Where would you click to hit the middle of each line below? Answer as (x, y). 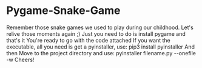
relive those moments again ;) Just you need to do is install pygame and (96, 33)
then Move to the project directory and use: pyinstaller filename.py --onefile (101, 53)
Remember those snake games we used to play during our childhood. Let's (100, 27)
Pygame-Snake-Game (63, 11)
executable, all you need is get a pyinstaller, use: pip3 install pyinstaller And (101, 47)
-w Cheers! (20, 59)
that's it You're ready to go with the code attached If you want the (89, 40)
